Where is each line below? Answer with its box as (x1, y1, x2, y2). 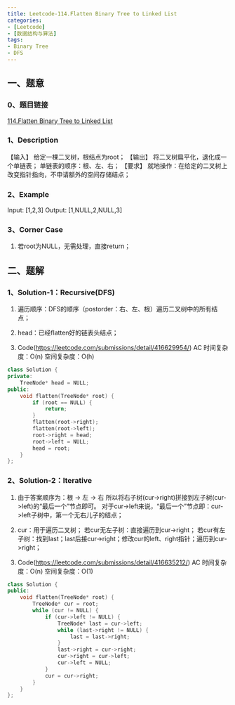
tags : (7, 37, 23, 44)
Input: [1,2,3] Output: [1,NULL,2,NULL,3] (7, 206, 123, 214)
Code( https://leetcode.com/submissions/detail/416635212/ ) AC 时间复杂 (17, 558, 227, 567)
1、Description (7, 135, 58, 145)
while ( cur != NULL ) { (32, 607, 99, 614)
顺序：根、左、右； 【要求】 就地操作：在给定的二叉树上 (64, 161, 228, 169)
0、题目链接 (7, 100, 48, 110)
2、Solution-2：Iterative (7, 476, 93, 486)
